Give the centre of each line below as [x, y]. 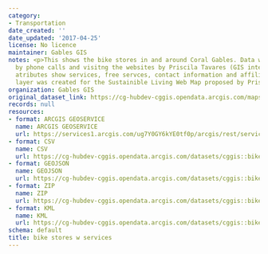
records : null [32, 104]
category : [25, 16]
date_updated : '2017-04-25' [55, 38]
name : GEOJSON [39, 171]
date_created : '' [37, 30]
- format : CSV [32, 141]
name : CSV [32, 149]
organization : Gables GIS [51, 90]
